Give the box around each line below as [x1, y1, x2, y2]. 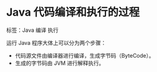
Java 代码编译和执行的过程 [6, 5, 140, 19]
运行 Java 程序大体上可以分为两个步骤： [6, 39, 107, 46]
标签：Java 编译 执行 [6, 26, 59, 34]
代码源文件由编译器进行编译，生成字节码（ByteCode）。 [15, 52, 155, 59]
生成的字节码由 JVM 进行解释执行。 [15, 59, 104, 67]
